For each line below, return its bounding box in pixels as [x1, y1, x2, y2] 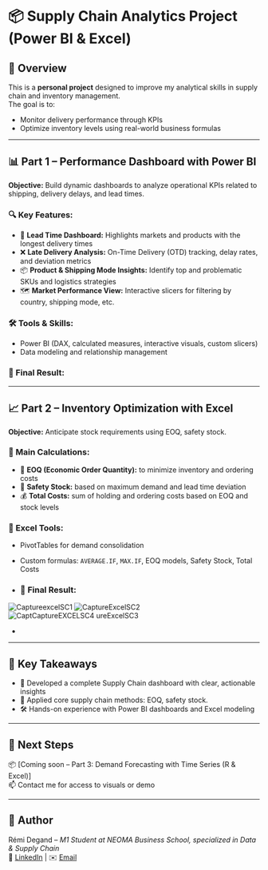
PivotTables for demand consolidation [19, 541, 144, 550]
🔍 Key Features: [8, 209, 73, 220]
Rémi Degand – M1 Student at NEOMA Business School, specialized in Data [8, 835, 257, 844]
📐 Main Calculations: [8, 447, 90, 458]
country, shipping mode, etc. [19, 297, 115, 307]
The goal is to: [8, 100, 56, 109]
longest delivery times [19, 239, 93, 248]
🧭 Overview [8, 62, 67, 75]
